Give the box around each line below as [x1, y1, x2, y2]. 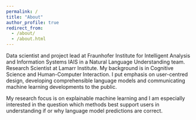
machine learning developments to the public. [6, 84, 117, 90]
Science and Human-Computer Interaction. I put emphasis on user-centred [6, 71, 188, 78]
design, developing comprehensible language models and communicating [6, 77, 185, 84]
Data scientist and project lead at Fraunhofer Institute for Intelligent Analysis [6, 52, 190, 59]
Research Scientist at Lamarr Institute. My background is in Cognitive [6, 65, 174, 71]
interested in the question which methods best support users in [6, 101, 160, 108]
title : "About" [6, 14, 44, 20]
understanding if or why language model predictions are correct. [6, 107, 163, 114]
